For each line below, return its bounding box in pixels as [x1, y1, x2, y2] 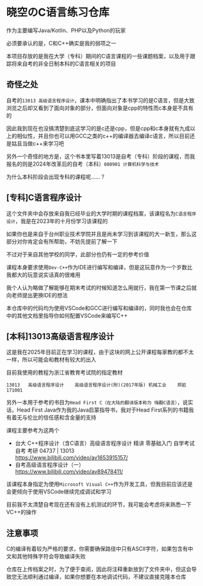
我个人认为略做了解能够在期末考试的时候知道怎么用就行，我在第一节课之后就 [6, 284, 197, 291]
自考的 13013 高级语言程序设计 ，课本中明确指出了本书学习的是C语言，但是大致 [6, 96, 195, 104]
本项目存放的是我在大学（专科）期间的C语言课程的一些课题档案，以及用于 [6, 52, 190, 59]
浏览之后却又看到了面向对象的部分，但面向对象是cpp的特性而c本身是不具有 [6, 104, 194, 111]
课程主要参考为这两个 [6, 427, 59, 434]
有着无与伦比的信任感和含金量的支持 [6, 414, 97, 421]
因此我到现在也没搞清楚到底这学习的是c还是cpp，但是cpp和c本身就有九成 [6, 125, 190, 132]
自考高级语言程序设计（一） [14, 461, 85, 469]
